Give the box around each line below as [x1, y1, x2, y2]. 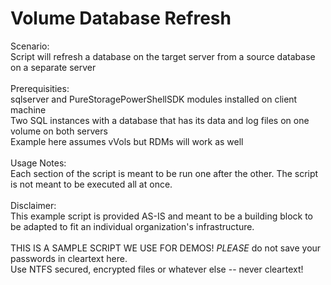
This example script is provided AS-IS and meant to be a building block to [10, 210, 314, 222]
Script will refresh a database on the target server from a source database [10, 50, 316, 62]
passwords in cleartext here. [10, 252, 128, 264]
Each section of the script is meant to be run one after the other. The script [10, 167, 319, 179]
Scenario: [10, 40, 50, 52]
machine [10, 103, 47, 116]
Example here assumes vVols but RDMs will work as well [10, 135, 244, 147]
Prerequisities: [10, 82, 70, 94]
